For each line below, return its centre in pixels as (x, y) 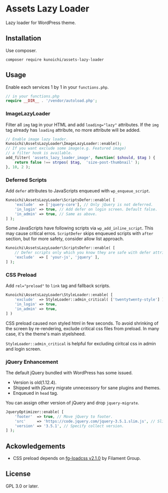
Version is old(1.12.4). (35, 382)
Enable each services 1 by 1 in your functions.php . (57, 87)
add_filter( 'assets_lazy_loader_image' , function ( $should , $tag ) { (81, 158)
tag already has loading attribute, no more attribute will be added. (73, 130)
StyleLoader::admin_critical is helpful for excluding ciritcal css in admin (81, 343)
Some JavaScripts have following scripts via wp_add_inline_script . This (80, 228)
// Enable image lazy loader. (37, 139)
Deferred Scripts (26, 180)
